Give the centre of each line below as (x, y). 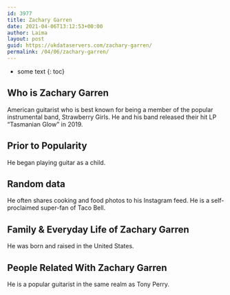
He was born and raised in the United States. (71, 246)
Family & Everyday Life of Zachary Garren (98, 229)
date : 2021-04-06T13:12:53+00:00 (55, 26)
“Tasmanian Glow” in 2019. (45, 124)
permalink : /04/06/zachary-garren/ (58, 52)
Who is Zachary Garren (58, 93)
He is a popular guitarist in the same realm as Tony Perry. (88, 284)
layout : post (26, 39)
